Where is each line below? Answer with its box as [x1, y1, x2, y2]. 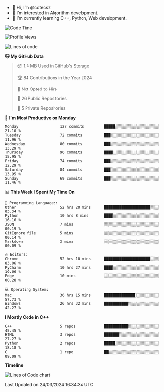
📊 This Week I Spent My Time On [5, 189, 75, 195]
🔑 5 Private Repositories [17, 105, 66, 111]
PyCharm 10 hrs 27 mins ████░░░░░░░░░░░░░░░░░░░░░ [5, 265, 160, 270]
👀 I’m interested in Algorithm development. [12, 10, 99, 16]
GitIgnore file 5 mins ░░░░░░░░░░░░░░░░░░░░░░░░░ [5, 231, 160, 236]
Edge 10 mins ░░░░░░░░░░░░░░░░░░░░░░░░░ [5, 273, 160, 278]
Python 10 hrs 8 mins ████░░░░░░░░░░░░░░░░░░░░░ [5, 213, 160, 218]
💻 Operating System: [5, 287, 49, 292]
